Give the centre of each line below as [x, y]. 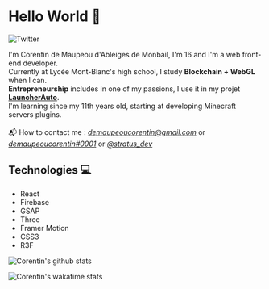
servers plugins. [35, 114]
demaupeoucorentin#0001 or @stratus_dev [81, 144]
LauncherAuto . [34, 97]
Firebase [35, 202]
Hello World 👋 [55, 17]
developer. [41, 63]
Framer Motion [45, 228]
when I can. [28, 80]
